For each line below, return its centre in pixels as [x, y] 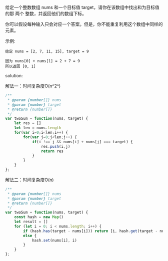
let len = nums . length [38, 128]
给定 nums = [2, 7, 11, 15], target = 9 [47, 51]
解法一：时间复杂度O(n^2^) [33, 86]
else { [30, 236]
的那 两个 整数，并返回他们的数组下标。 [46, 13]
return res [52, 151]
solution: [14, 76]
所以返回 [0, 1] [20, 66]
